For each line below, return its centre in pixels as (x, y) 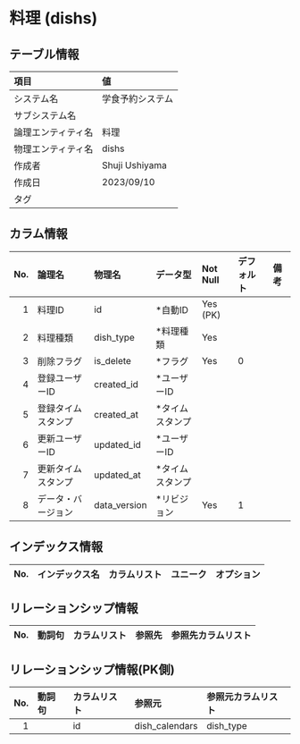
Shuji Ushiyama (134, 165)
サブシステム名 (45, 115)
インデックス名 (68, 574)
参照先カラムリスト (211, 636)
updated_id (117, 444)
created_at (116, 414)
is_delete (112, 360)
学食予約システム (138, 99)
